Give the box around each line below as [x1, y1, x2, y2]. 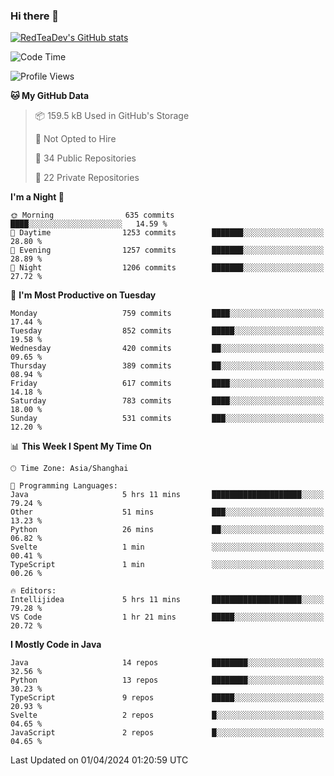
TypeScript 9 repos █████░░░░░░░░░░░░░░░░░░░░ [10, 693, 325, 703]
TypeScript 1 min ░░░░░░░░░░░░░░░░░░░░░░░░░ [10, 560, 325, 570]
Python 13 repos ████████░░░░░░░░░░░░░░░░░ [10, 675, 325, 686]
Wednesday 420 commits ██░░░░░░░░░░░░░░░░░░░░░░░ [10, 344, 325, 354]
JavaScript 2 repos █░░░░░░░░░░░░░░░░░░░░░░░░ [10, 728, 325, 738]
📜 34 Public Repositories [34, 152, 137, 164]
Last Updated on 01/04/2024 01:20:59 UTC [10, 754, 189, 766]
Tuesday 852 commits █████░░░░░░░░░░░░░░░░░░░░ [10, 326, 325, 336]
